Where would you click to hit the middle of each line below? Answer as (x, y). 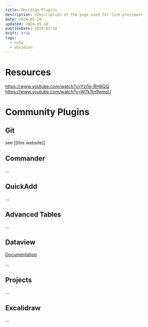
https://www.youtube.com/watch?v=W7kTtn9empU (58, 92)
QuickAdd (21, 186)
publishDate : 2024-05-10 (31, 29)
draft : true (18, 33)
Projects (19, 280)
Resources (28, 72)
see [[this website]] (25, 143)
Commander (25, 158)
